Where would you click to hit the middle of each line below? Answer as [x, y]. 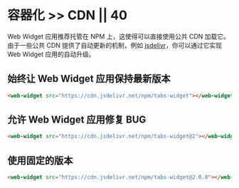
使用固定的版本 [40, 161]
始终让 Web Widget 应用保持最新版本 [89, 79]
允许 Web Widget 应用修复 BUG [77, 120]
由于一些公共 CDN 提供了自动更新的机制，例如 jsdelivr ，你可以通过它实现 [115, 45]
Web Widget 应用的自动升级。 [51, 54]
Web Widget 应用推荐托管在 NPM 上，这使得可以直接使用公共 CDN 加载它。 [118, 36]
